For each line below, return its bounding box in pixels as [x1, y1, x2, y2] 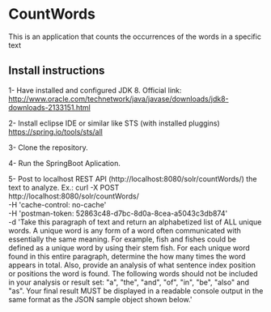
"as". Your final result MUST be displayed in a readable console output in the [8, 285, 264, 296]
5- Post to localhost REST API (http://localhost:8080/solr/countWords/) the [8, 173, 257, 183]
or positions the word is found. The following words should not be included [8, 268, 258, 278]
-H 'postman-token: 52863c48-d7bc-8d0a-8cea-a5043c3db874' [8, 208, 228, 218]
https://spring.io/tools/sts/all [8, 126, 103, 136]
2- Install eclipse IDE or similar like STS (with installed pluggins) [8, 118, 220, 128]
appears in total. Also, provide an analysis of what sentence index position [8, 260, 256, 270]
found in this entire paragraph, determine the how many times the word [8, 251, 246, 261]
